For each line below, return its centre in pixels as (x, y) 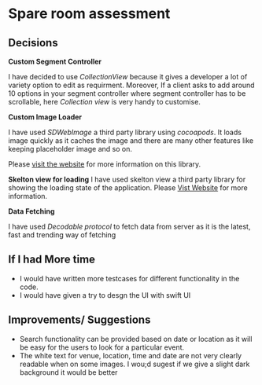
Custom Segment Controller (55, 61)
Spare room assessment (89, 14)
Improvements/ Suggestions (79, 320)
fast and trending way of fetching (62, 235)
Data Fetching (31, 211)
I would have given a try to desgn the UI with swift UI (105, 295)
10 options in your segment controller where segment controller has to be (127, 93)
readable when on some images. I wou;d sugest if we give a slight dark (135, 364)
